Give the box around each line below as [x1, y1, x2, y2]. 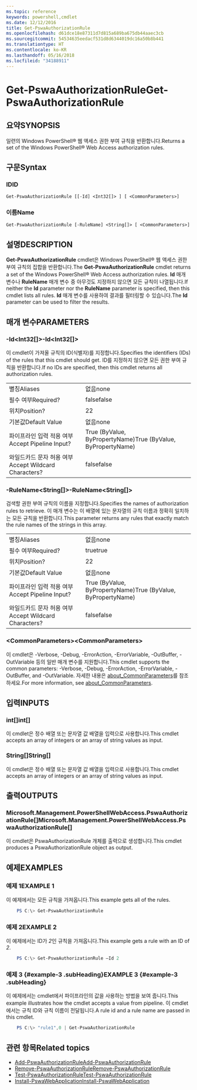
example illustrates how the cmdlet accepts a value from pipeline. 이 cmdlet [6, 999, 189, 1006]
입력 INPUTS [6, 698, 50, 708]
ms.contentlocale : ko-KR [6, 47, 67, 53]
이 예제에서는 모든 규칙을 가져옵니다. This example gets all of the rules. [6, 896, 171, 903]
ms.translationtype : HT [6, 42, 64, 48]
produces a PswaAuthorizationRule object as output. [6, 844, 133, 851]
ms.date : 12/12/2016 [6, 19, 57, 25]
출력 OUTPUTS [6, 791, 58, 801]
